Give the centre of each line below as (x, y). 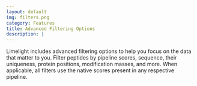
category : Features (31, 23)
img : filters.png (28, 17)
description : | (25, 34)
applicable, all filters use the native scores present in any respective (90, 70)
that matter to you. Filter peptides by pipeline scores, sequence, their (92, 58)
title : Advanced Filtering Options (51, 29)
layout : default (26, 12)
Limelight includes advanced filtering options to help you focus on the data (99, 51)
